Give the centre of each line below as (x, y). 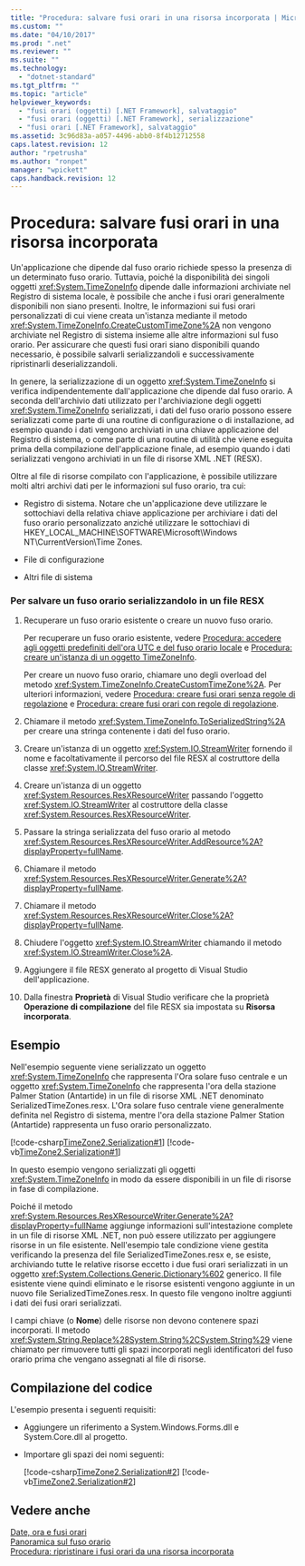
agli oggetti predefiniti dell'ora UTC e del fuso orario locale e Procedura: (157, 648)
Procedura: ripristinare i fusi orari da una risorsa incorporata (122, 1551)
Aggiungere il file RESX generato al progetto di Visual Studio (135, 970)
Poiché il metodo (42, 1207)
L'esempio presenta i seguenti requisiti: (83, 1410)
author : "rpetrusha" (49, 153)
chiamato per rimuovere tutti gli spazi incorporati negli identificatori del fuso (152, 1350)
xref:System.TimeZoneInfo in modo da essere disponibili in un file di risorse (151, 1179)
